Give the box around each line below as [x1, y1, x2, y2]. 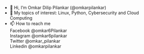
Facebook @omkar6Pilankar [9, 27, 67, 33]
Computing [9, 15, 33, 21]
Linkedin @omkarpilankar [9, 43, 61, 49]
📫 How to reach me [9, 21, 51, 27]
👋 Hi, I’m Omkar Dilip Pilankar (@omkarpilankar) [9, 5, 107, 10]
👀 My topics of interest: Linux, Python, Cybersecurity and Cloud [9, 10, 139, 16]
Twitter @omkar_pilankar [9, 38, 60, 44]
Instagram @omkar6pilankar [9, 33, 67, 39]
